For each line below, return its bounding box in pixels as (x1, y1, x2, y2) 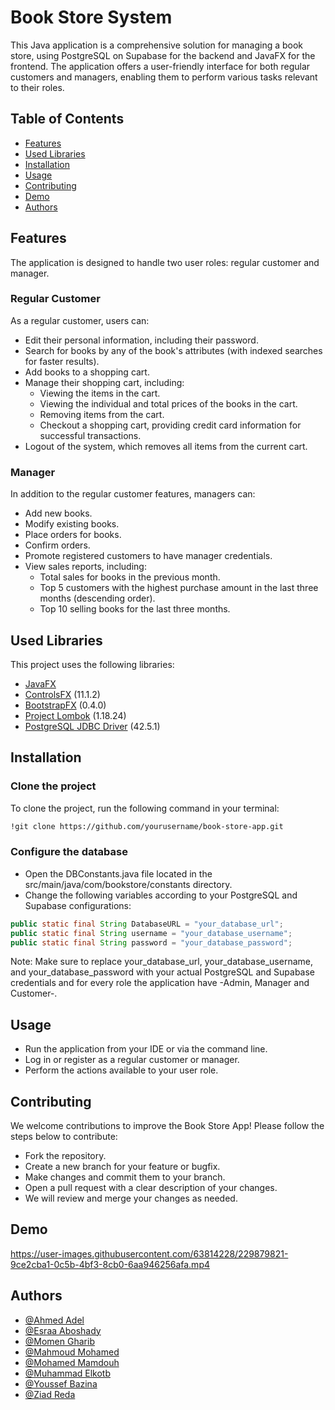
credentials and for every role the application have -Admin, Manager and (10, 977, 310, 989)
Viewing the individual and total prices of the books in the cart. (39, 397, 298, 410)
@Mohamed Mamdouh (24, 1356, 120, 1368)
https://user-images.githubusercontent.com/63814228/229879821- (10, 1247, 289, 1260)
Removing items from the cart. (39, 408, 165, 420)
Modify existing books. (24, 518, 120, 530)
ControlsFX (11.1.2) (24, 688, 101, 700)
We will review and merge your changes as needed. (24, 1192, 238, 1205)
